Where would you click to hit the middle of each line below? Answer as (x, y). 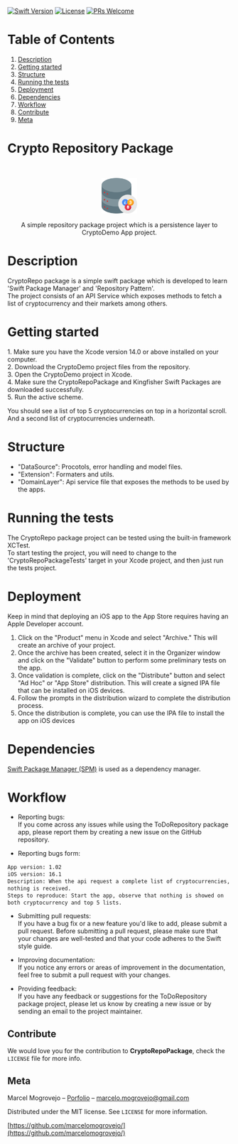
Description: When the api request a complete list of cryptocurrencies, (119, 882)
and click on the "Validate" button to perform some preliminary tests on (122, 660)
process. (31, 705)
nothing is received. (39, 889)
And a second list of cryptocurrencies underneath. (81, 418)
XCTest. (19, 545)
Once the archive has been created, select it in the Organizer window (119, 653)
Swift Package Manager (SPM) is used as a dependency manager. (104, 769)
